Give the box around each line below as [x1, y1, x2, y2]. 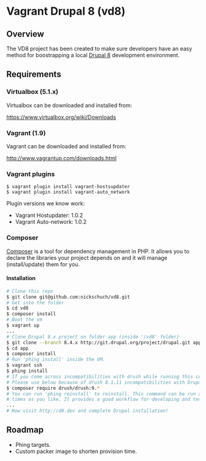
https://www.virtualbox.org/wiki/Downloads [6, 113, 116, 121]
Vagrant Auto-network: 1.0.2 [15, 218, 87, 226]
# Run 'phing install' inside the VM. [6, 357, 105, 363]
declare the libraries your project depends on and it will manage [6, 254, 167, 261]
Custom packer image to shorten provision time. [15, 448, 137, 455]
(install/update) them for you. [6, 261, 80, 268]
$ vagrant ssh [6, 362, 43, 368]
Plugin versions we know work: [6, 200, 85, 207]
